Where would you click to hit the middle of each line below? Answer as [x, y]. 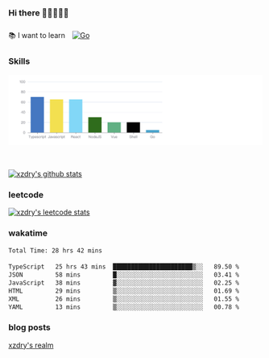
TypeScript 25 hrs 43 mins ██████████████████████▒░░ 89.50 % [124, 267]
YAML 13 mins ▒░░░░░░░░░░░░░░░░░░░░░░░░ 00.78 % [124, 307]
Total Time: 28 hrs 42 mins [56, 251]
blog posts [29, 327]
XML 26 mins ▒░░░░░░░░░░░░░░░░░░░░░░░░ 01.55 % [124, 299]
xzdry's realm [31, 345]
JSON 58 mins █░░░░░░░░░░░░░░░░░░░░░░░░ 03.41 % [124, 275]
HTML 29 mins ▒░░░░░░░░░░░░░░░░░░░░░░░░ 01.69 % [124, 291]
